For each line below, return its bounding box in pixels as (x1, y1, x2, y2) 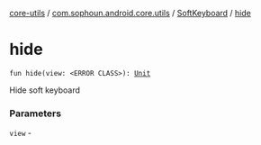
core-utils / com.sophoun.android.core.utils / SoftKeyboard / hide (9, 8, 252, 18)
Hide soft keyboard (9, 85, 81, 95)
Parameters (9, 107, 61, 120)
